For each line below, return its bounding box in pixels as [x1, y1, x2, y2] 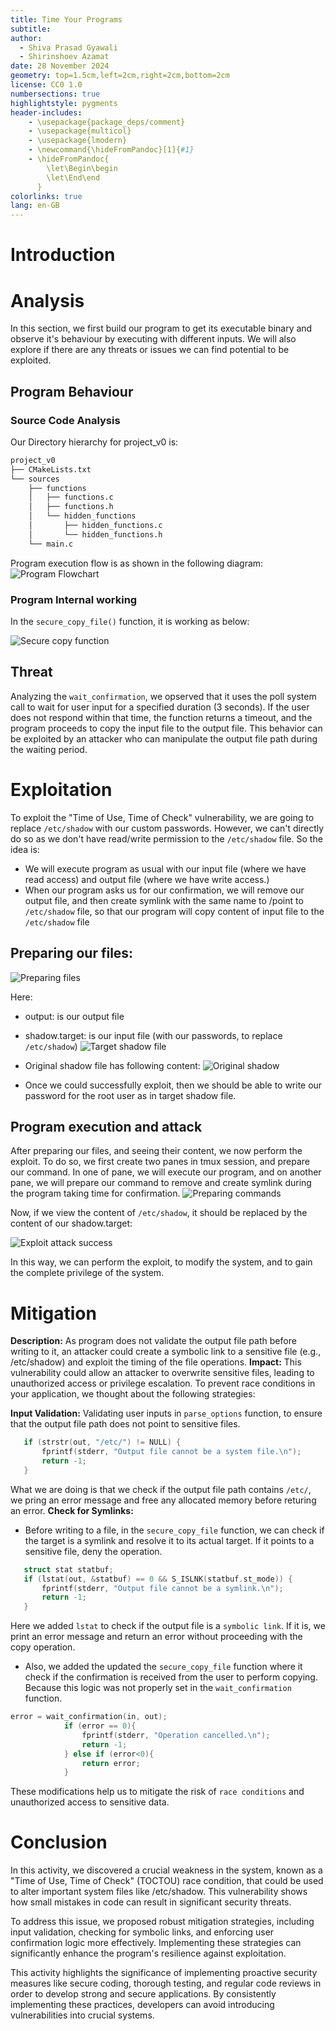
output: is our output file [24, 1010, 125, 1022]
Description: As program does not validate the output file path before [10, 1335, 297, 1347]
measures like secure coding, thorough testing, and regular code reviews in [10, 1977, 322, 1990]
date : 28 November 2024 [10, 61, 110, 71]
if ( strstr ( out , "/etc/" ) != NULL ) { [23, 1437, 182, 1448]
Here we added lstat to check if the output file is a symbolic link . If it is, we [10, 1620, 326, 1632]
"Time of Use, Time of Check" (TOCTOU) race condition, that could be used [10, 1875, 324, 1887]
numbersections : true [10, 89, 101, 99]
